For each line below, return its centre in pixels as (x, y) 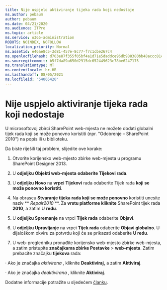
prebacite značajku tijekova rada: (47, 253)
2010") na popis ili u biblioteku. (37, 139)
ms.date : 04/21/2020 (27, 24)
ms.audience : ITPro (25, 28)
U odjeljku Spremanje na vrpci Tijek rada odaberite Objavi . (73, 218)
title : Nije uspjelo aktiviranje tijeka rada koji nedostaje (70, 10)
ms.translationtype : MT (30, 65)
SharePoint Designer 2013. (40, 163)
